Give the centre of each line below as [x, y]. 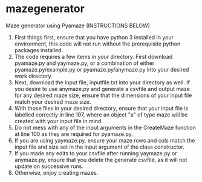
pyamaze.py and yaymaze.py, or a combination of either [84, 63]
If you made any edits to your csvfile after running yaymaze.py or [96, 153]
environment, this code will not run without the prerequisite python [97, 44]
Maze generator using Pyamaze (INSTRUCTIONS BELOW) [78, 25]
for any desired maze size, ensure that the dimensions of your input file [103, 95]
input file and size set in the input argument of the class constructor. [99, 147]
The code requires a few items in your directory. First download [93, 56]
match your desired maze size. [53, 101]
